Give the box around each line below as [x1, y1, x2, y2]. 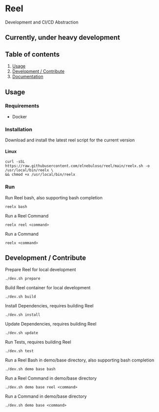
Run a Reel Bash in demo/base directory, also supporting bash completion [5, 357, 155, 363]
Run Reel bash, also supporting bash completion [5, 194, 103, 200]
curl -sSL [5, 159, 25, 165]
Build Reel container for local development [5, 285, 91, 291]
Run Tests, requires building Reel [5, 339, 71, 345]
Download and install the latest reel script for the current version [5, 137, 135, 143]
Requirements [5, 103, 40, 110]
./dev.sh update [5, 330, 38, 335]
